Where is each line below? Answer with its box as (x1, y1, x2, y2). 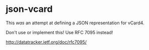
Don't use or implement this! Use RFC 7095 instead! (6, 29, 113, 35)
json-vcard (6, 3, 53, 15)
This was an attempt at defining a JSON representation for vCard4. (6, 20, 145, 26)
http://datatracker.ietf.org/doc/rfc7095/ (6, 39, 87, 45)
